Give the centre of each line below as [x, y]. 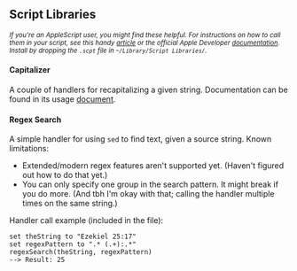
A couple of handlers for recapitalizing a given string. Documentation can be [148, 90]
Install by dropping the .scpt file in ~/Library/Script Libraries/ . [108, 50]
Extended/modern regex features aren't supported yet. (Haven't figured [153, 166]
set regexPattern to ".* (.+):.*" [73, 244]
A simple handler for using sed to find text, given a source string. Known [141, 139]
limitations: [29, 149]
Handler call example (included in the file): [86, 221]
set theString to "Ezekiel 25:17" [73, 237]
